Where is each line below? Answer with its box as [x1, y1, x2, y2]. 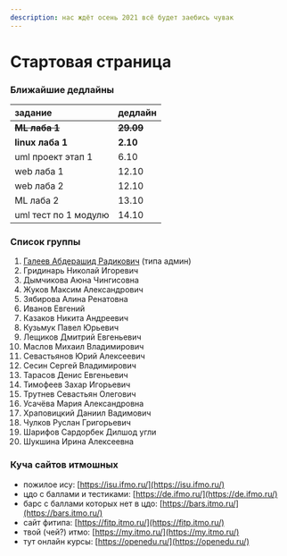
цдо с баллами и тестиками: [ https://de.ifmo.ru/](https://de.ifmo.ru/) [22, 488, 278, 499]
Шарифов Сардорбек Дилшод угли [22, 426, 157, 438]
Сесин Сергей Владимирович [22, 360, 137, 371]
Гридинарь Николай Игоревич [22, 265, 139, 276]
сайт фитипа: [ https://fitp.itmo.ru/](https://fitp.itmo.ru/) [22, 517, 225, 527]
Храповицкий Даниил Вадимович [22, 408, 152, 418]
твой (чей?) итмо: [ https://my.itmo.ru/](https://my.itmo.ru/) [22, 527, 240, 537]
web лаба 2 [14, 180, 64, 192]
